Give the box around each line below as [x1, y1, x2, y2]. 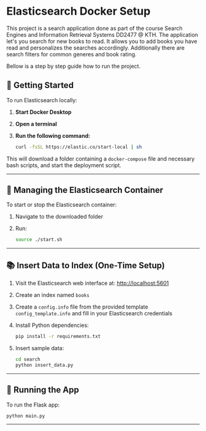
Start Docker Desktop [15, 108, 72, 116]
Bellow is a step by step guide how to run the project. [6, 62, 141, 70]
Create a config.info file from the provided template [15, 303, 148, 310]
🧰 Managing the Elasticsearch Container [6, 185, 164, 195]
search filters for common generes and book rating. [6, 50, 137, 58]
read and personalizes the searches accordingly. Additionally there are [6, 44, 185, 51]
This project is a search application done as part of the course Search [6, 24, 183, 32]
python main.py [6, 413, 45, 419]
